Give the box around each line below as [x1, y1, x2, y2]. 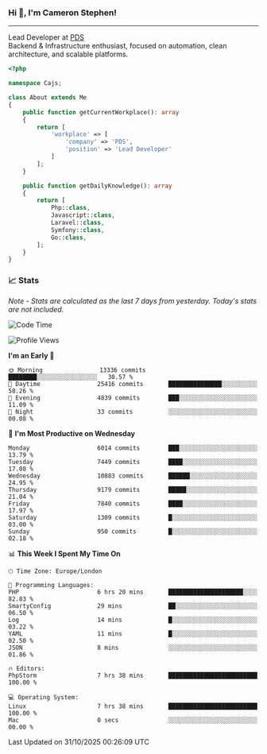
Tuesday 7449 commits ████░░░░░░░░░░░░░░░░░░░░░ [8, 458, 258, 466]
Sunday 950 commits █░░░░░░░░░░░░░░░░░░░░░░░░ [8, 528, 258, 536]
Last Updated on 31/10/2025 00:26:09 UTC [8, 737, 149, 746]
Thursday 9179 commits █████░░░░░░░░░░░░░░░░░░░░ [8, 485, 258, 493]
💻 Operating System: [8, 693, 79, 702]
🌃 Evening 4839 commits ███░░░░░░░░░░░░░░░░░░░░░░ [8, 393, 258, 402]
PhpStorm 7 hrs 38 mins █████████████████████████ [8, 671, 258, 679]
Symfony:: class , [50, 226, 105, 234]
